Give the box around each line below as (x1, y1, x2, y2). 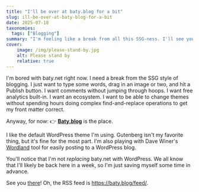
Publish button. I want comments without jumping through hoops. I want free (6, 87, 193, 94)
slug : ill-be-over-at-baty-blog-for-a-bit (6, 14, 113, 20)
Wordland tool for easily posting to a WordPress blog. (6, 144, 136, 151)
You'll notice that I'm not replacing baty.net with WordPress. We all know (6, 155, 184, 162)
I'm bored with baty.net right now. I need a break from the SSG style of (6, 74, 179, 82)
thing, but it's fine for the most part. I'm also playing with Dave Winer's (6, 137, 178, 145)
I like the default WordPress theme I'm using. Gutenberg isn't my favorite (6, 131, 184, 138)
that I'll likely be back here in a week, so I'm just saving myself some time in (6, 161, 191, 168)
